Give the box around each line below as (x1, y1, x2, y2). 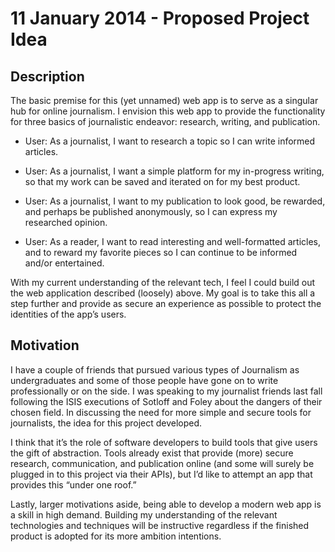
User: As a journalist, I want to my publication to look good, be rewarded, (24, 195, 326, 207)
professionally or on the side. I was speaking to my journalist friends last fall (10, 385, 323, 397)
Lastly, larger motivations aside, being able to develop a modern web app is (10, 498, 322, 510)
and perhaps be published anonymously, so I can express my (24, 206, 278, 217)
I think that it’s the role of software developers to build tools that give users (10, 436, 318, 448)
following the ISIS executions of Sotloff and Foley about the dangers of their (10, 395, 323, 407)
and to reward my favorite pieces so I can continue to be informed (24, 247, 298, 258)
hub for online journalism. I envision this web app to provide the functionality (10, 105, 326, 117)
